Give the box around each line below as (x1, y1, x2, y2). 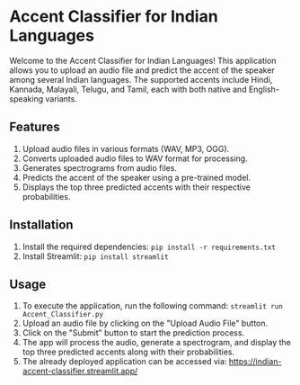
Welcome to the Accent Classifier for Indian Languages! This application (9, 55, 277, 66)
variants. (44, 93, 78, 104)
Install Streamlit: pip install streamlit (22, 250, 169, 262)
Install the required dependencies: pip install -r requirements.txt (22, 241, 277, 252)
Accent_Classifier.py (22, 310, 103, 319)
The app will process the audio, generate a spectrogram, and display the (22, 337, 292, 348)
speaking (9, 93, 44, 104)
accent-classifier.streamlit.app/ (22, 366, 138, 377)
